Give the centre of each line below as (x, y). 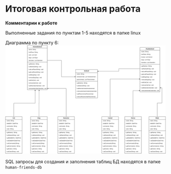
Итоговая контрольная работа (73, 9)
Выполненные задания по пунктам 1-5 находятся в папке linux (73, 33)
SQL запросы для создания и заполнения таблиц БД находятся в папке (83, 161)
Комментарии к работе (31, 23)
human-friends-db (24, 167)
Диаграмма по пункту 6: (32, 42)
